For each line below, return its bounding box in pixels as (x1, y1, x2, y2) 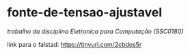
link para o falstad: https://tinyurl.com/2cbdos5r (7, 40, 142, 48)
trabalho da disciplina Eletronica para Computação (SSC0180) (7, 27, 184, 35)
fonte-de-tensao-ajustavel (7, 5, 163, 20)
